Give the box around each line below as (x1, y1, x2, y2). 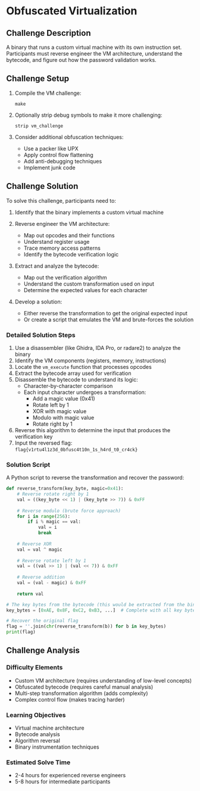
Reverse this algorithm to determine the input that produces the (14, 426, 171, 433)
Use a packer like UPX (23, 145, 79, 152)
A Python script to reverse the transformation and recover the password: (6, 474, 185, 481)
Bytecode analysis (14, 731, 61, 738)
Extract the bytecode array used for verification (14, 370, 132, 377)
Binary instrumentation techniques (14, 743, 99, 750)
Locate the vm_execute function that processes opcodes (14, 363, 152, 370)
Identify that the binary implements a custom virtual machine (14, 209, 164, 216)
